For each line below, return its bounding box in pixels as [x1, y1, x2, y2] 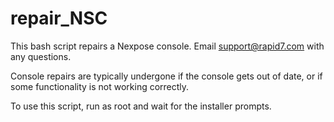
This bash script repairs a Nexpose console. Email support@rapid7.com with [10, 40, 325, 52]
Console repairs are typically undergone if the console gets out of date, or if [10, 70, 323, 82]
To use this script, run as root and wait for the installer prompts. [10, 100, 272, 112]
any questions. [10, 50, 72, 62]
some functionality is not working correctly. [10, 80, 190, 92]
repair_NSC [10, 7, 108, 30]
